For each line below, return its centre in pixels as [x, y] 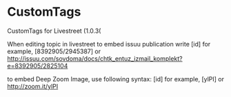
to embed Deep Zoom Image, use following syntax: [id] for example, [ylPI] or [116, 79]
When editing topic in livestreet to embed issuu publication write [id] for [109, 44]
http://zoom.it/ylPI [33, 86]
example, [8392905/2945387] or [54, 51]
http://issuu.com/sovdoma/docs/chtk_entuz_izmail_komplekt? [95, 58]
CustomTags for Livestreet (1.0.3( [54, 31]
